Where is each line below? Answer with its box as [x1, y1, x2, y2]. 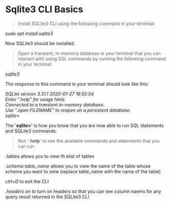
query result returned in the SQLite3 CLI [5, 193, 89, 200]
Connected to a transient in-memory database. [5, 101, 105, 108]
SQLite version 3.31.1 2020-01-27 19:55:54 [5, 90, 94, 97]
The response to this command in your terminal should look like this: [5, 81, 149, 87]
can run [17, 143, 34, 149]
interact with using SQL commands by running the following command [17, 55, 166, 62]
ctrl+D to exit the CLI [5, 178, 49, 185]
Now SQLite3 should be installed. [5, 40, 76, 47]
